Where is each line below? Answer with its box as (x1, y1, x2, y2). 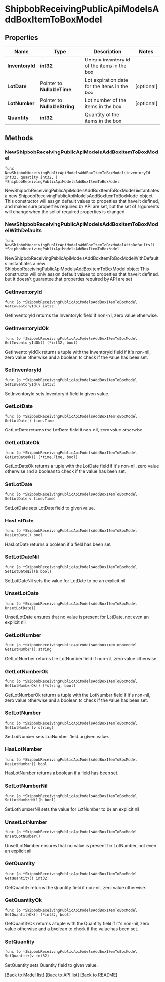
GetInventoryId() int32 (5, 304, 54, 309)
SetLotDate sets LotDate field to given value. (5, 505, 95, 511)
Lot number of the (85, 97, 127, 104)
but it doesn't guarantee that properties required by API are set (5, 276, 133, 282)
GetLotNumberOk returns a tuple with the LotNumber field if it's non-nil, (5, 692, 151, 698)
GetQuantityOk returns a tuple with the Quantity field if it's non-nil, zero (5, 921, 150, 927)
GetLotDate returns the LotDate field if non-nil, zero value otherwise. (5, 427, 144, 433)
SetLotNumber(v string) (5, 725, 54, 730)
